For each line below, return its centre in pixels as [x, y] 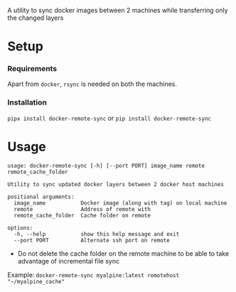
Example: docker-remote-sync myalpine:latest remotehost [93, 275]
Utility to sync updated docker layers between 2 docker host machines [116, 184]
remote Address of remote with [82, 209]
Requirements [32, 69]
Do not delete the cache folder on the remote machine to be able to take [123, 253]
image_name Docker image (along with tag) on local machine [120, 203]
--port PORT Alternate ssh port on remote [92, 240]
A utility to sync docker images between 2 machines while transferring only [118, 10]
